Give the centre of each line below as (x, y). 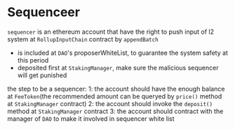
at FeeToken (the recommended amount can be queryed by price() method (115, 96)
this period (33, 60)
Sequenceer (44, 12)
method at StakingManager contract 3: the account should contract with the (115, 111)
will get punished (42, 75)
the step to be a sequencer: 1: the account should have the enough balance (116, 89)
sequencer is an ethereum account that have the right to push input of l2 (111, 32)
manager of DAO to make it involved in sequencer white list (91, 118)
